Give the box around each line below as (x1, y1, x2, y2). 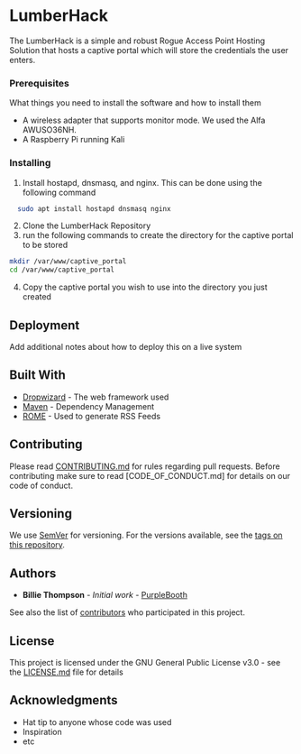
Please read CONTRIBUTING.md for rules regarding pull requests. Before (9, 461, 281, 472)
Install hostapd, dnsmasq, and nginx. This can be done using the (22, 177, 263, 188)
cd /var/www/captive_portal (9, 265, 115, 275)
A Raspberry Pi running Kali (22, 134, 125, 145)
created (22, 291, 52, 302)
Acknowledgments (9, 693, 119, 708)
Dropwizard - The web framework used (22, 391, 169, 402)
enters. (9, 54, 36, 65)
